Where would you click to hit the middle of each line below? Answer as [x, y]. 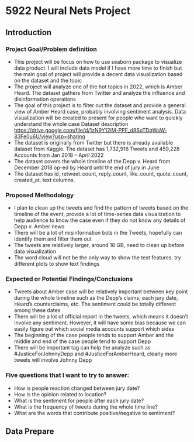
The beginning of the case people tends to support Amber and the [94, 335]
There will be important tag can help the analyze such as [82, 348]
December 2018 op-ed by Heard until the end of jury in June [86, 167]
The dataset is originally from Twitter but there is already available [93, 142]
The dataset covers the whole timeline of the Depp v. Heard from [92, 161]
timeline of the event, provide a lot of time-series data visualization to [97, 214]
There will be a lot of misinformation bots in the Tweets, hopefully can [98, 233]
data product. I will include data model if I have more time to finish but [98, 68]
